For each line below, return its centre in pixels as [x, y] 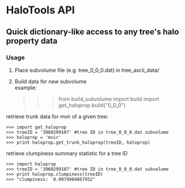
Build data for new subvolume [50, 81]
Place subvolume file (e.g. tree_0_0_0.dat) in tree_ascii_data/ [87, 70]
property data [32, 41]
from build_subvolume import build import [109, 99]
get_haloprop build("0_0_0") [92, 105]
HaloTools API [40, 10]
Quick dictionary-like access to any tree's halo [93, 32]
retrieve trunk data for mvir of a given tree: [57, 116]
